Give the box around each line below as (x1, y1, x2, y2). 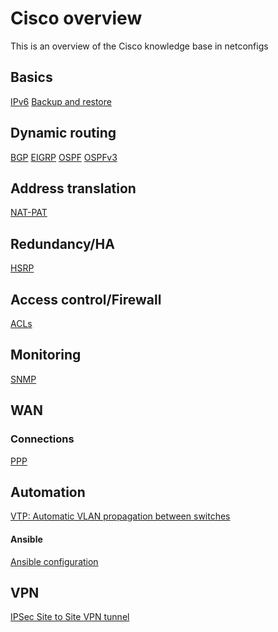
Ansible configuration (10, 555, 99, 567)
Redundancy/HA (10, 235, 115, 252)
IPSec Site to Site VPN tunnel (10, 611, 130, 623)
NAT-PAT (10, 207, 48, 219)
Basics (10, 69, 53, 86)
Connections (10, 432, 75, 446)
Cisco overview (10, 7, 143, 30)
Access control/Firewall (10, 291, 162, 308)
